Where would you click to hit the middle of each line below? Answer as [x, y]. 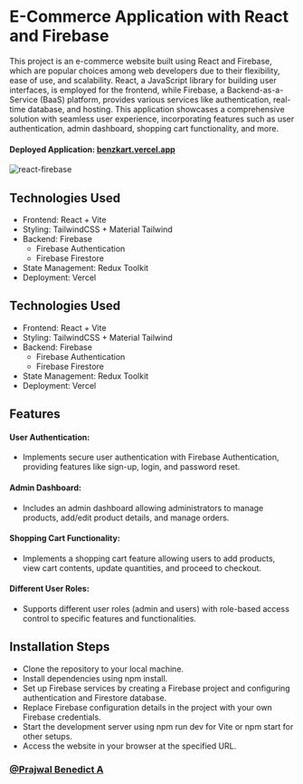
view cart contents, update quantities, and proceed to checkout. [142, 567]
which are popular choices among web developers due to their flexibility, [145, 71]
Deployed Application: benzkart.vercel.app [93, 149]
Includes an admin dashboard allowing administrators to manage [143, 508]
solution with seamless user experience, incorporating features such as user [152, 119]
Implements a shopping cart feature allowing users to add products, [149, 558]
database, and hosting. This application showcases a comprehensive [156, 109]
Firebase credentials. [62, 717]
